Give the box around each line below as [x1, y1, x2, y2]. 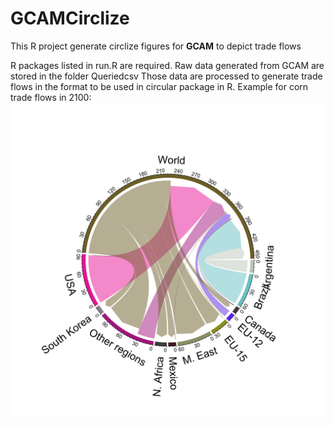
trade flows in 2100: [10, 91, 92, 103]
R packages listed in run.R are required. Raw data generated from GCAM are [10, 59, 325, 71]
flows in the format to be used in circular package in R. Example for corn [10, 80, 309, 92]
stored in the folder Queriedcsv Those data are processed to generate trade [10, 70, 323, 82]
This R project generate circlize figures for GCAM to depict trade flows [10, 40, 302, 52]
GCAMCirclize [10, 7, 130, 30]
